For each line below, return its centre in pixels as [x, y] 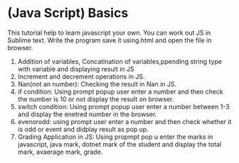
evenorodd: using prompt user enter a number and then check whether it [124, 121]
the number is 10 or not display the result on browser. [96, 99]
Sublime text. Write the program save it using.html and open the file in [110, 40]
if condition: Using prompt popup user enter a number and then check [121, 91]
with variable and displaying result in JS [76, 69]
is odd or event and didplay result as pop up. [83, 129]
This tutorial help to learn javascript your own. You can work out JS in [109, 33]
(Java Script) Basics [68, 13]
